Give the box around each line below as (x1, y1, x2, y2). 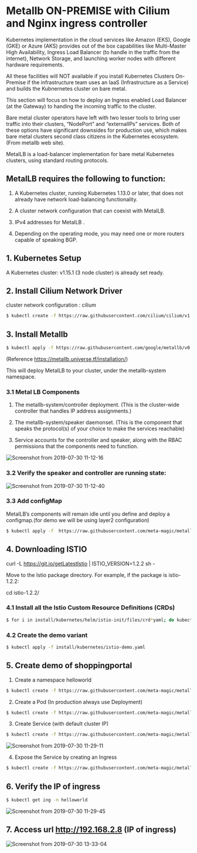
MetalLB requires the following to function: (6, 174, 166, 184)
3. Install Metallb (6, 329, 69, 339)
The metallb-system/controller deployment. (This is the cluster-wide (14, 401, 180, 409)
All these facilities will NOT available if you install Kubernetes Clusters (6, 72, 175, 79)
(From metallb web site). (6, 139, 65, 146)
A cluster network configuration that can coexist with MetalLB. (14, 207, 166, 214)
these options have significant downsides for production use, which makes (6, 127, 187, 134)
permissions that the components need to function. (14, 443, 139, 450)
